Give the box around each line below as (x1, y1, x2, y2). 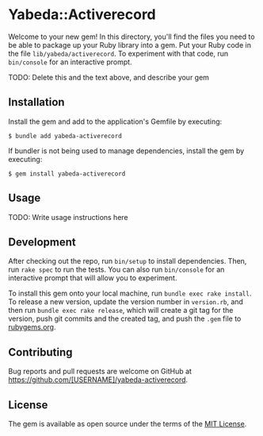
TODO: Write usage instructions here (8, 212, 128, 222)
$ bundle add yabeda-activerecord (8, 132, 123, 140)
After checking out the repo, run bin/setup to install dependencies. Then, (8, 257, 247, 266)
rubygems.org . (8, 322, 56, 332)
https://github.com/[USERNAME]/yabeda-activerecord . (8, 375, 189, 384)
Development (8, 235, 77, 249)
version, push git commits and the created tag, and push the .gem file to (8, 314, 242, 323)
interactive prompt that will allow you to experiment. (8, 273, 177, 283)
